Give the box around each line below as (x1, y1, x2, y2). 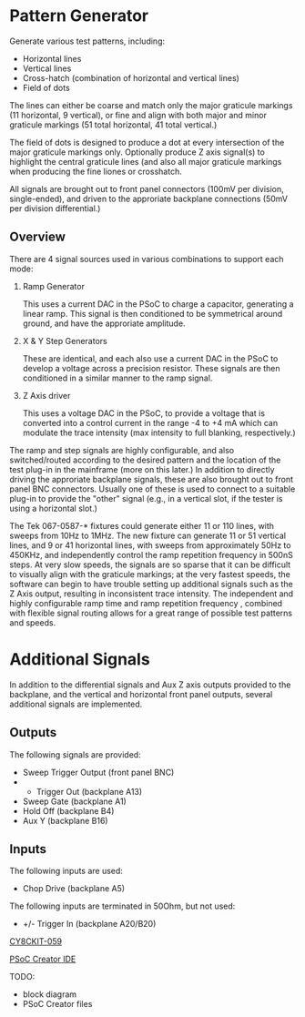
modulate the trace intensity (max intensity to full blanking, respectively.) (22, 427, 296, 438)
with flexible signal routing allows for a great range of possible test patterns (9, 607, 293, 618)
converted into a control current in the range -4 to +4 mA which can (22, 417, 279, 428)
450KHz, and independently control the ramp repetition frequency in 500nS (9, 549, 293, 560)
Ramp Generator (22, 280, 85, 291)
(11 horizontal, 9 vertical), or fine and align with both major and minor (9, 109, 267, 120)
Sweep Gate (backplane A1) (22, 796, 127, 807)
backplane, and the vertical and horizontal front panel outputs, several (9, 688, 273, 699)
